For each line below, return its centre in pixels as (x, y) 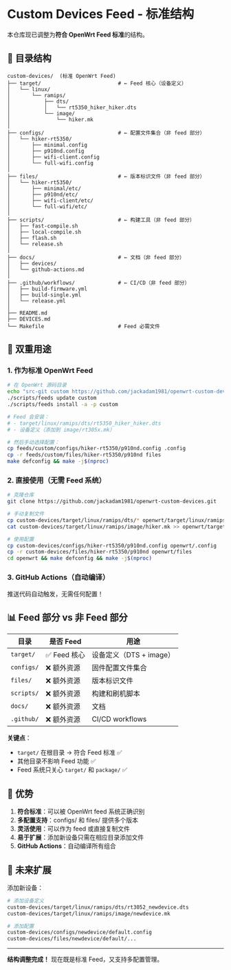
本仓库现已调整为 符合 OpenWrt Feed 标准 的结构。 (78, 34)
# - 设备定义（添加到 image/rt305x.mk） (61, 430)
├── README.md (27, 313)
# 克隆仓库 (21, 495)
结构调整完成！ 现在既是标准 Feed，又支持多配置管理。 (85, 960)
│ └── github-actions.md (46, 270)
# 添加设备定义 (26, 900)
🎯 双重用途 (29, 349)
